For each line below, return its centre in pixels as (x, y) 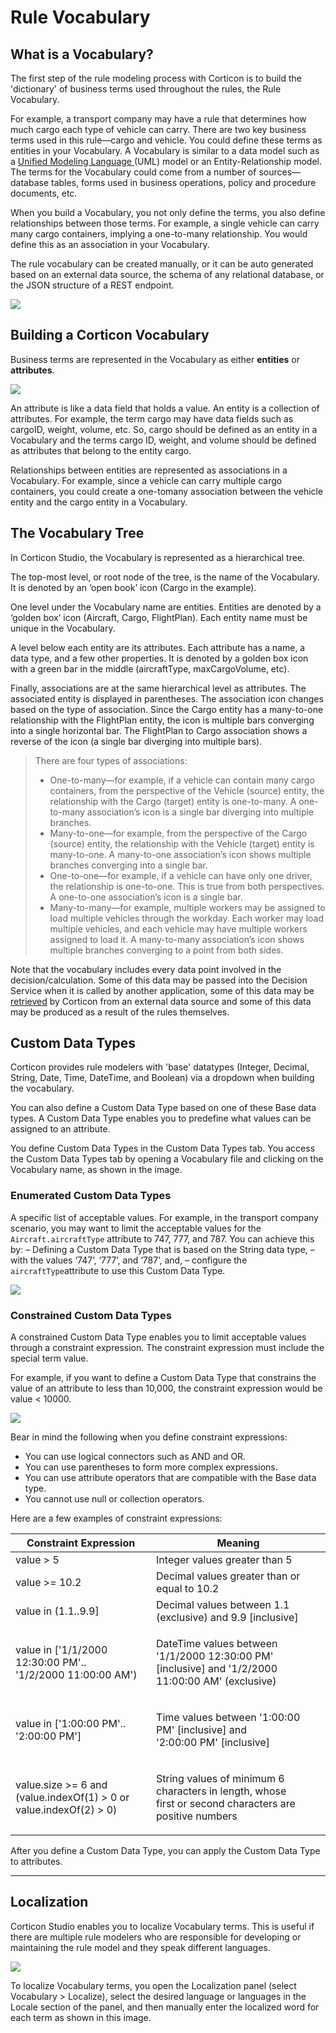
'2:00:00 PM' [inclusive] (213, 1743)
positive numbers (197, 1816)
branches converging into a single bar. (128, 865)
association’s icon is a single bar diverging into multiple (200, 812)
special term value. (49, 1358)
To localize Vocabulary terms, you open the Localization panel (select (153, 1985)
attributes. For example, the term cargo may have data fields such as (152, 418)
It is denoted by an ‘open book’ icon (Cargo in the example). (133, 587)
